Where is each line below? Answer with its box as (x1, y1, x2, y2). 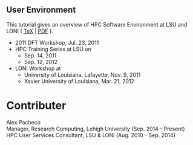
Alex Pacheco (6, 118, 41, 126)
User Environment (6, 5, 76, 15)
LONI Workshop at (15, 65, 61, 72)
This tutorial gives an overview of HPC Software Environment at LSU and (6, 21, 188, 28)
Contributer (6, 99, 67, 112)
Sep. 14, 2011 (24, 51, 57, 59)
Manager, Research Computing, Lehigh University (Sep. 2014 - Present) (6, 125, 186, 132)
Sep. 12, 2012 (24, 58, 58, 65)
